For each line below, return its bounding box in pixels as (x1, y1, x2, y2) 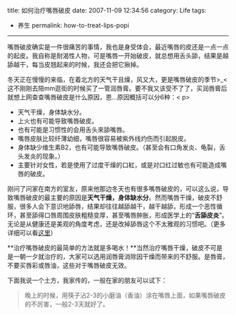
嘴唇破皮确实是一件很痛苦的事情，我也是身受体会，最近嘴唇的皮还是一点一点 (7, 43, 229, 51)
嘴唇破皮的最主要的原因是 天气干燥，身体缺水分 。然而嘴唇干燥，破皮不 (13, 193, 216, 202)
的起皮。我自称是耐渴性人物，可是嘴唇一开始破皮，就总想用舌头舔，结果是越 (7, 51, 229, 60)
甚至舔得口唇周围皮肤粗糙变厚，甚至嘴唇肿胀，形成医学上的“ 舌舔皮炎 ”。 (19, 211, 228, 219)
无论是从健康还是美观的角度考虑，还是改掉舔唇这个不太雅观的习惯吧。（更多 (7, 220, 226, 228)
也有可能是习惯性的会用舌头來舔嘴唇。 (17, 125, 129, 134)
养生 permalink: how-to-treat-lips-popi (17, 21, 130, 30)
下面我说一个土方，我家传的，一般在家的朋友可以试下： (7, 276, 167, 284)
